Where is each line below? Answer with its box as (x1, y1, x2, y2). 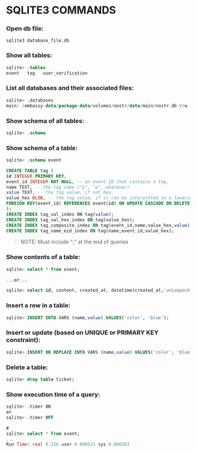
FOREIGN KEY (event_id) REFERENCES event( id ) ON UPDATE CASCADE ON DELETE (6, 201, 191, 207)
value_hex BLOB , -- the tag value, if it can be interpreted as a (6, 195, 172, 201)
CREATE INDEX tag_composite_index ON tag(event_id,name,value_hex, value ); (6, 222, 193, 228)
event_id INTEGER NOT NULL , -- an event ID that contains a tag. (6, 178, 169, 185)
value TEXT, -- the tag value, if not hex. (6, 190, 114, 195)
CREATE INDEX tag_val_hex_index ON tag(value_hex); (6, 217, 135, 223)
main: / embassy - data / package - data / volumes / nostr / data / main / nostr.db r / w (6, 103, 188, 109)
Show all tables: (6, 51, 53, 59)
